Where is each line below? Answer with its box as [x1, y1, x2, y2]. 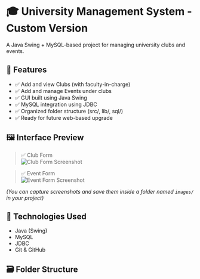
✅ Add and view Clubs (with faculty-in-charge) [14, 80, 131, 88]
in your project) [6, 194, 44, 201]
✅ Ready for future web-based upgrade [14, 114, 113, 121]
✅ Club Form [20, 151, 53, 159]
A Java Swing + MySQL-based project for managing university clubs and [6, 41, 186, 48]
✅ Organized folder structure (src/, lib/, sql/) [14, 107, 124, 114]
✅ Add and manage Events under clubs [14, 87, 112, 94]
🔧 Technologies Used [6, 211, 87, 221]
